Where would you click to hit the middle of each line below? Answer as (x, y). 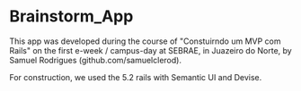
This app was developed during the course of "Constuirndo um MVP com (145, 41)
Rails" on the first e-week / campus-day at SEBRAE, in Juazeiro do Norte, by (150, 50)
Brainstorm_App (71, 17)
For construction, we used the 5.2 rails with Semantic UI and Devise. (136, 77)
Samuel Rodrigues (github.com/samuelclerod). (96, 60)
